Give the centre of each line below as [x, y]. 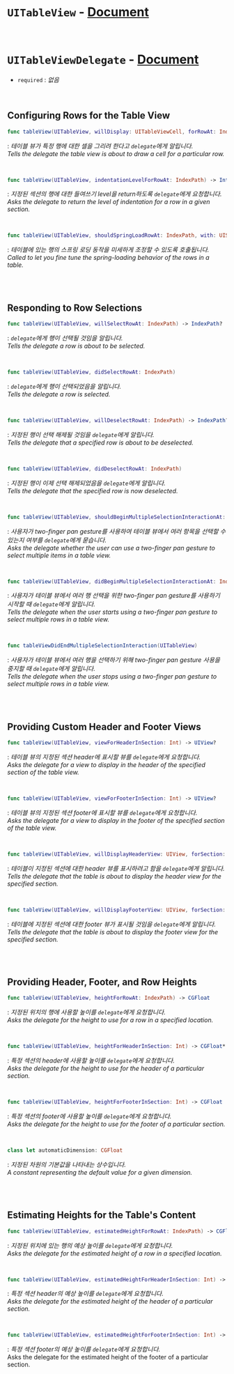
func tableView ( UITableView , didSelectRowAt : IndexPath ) [92, 372]
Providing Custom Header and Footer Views [104, 726]
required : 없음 [38, 79]
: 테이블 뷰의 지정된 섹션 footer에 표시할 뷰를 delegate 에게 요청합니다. [102, 812]
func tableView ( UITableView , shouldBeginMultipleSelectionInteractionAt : [117, 517]
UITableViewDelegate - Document [103, 60]
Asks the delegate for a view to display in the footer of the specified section [116, 820]
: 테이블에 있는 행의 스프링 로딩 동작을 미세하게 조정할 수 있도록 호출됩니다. [108, 250]
